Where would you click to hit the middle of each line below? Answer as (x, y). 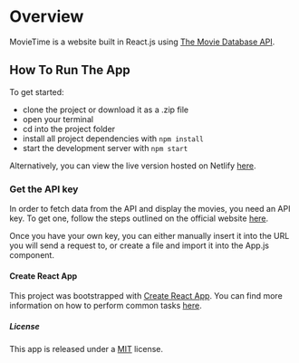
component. (32, 255)
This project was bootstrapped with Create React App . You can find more (146, 296)
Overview (47, 17)
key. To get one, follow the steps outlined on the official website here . (139, 218)
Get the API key (44, 189)
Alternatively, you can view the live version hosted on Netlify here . (133, 166)
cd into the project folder (69, 129)
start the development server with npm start (105, 148)
